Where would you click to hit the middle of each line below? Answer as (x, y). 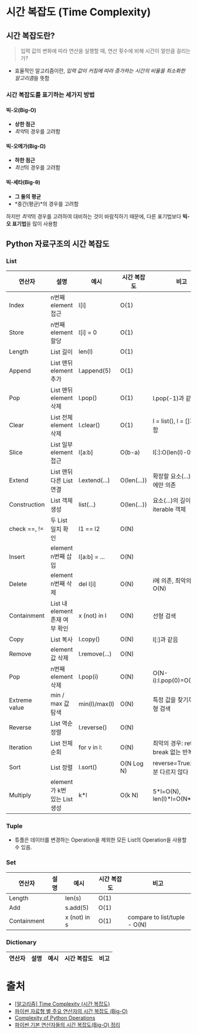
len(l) (86, 352)
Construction (27, 505)
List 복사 (62, 640)
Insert (17, 557)
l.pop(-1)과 (169, 398)
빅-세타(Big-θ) (23, 182)
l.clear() (89, 425)
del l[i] (87, 584)
